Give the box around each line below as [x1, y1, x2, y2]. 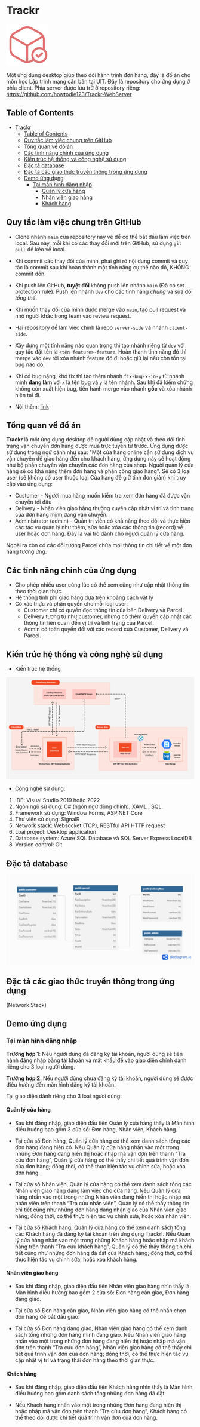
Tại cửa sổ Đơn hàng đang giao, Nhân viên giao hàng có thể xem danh [14, 1325, 188, 1332]
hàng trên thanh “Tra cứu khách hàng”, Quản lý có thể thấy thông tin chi [14, 1243, 192, 1250]
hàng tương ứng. [6, 548, 47, 556]
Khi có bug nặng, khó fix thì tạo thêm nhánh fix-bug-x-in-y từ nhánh [14, 372, 185, 379]
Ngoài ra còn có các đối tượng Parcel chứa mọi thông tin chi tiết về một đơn [6, 542, 192, 549]
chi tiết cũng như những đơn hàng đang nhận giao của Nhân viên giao [14, 1206, 187, 1213]
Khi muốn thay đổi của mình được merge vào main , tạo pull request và [14, 306, 186, 313]
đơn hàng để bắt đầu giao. [14, 1314, 80, 1321]
